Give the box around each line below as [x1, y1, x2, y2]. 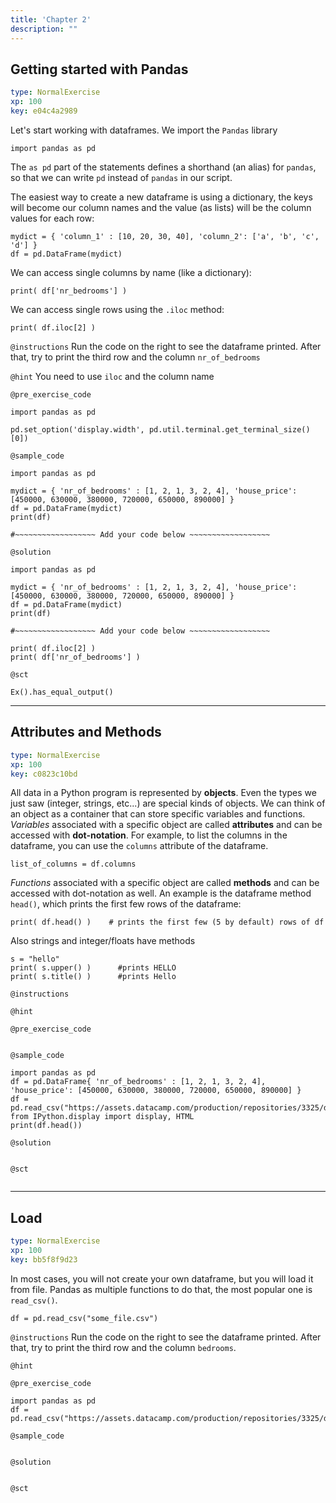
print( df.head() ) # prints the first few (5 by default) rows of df [10, 917, 325, 928]
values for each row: [10, 212, 95, 224]
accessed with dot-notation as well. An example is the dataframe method [10, 887, 312, 900]
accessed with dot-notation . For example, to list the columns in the [10, 829, 288, 841]
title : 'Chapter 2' [10, 14, 92, 25]
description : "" [10, 24, 78, 34]
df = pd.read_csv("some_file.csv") [10, 1313, 159, 1323]
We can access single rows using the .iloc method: [10, 303, 225, 315]
